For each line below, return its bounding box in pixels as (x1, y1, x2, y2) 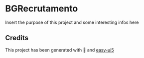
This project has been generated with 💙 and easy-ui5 (5, 47, 114, 53)
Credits (5, 34, 29, 42)
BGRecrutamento (5, 3, 78, 14)
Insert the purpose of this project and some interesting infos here (5, 19, 139, 25)
